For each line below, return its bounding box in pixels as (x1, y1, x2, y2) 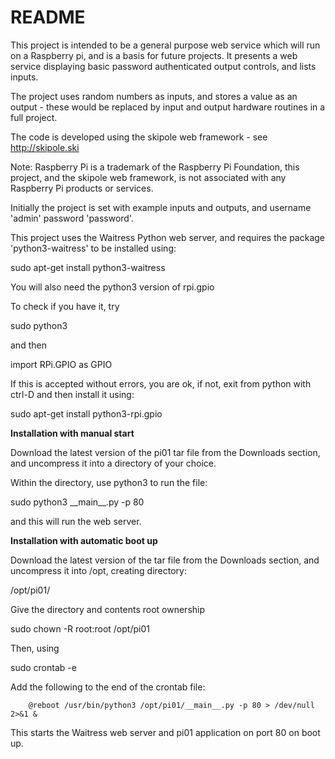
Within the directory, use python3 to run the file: (10, 476, 208, 488)
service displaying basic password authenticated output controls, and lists (10, 60, 317, 72)
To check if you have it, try (10, 300, 120, 312)
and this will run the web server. (10, 515, 142, 527)
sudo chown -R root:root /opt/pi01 (10, 622, 150, 635)
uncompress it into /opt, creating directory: (10, 564, 187, 576)
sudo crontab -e (10, 661, 77, 673)
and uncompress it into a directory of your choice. (10, 457, 217, 469)
